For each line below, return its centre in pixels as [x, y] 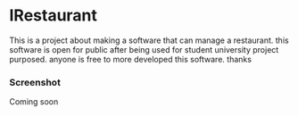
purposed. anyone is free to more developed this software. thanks [131, 59]
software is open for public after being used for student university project [144, 49]
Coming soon [34, 102]
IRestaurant [54, 16]
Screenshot [35, 82]
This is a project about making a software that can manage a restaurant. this [149, 40]
